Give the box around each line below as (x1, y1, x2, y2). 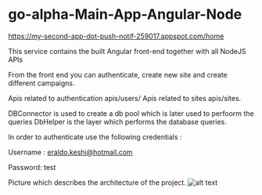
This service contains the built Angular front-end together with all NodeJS (8, 46, 246, 56)
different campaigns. (8, 78, 76, 88)
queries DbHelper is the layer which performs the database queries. (8, 117, 227, 126)
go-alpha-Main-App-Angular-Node (8, 5, 242, 23)
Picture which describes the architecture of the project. (8, 178, 186, 187)
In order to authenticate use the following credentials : (8, 132, 182, 142)
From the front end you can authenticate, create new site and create (8, 70, 228, 79)
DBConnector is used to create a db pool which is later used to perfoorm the (8, 108, 254, 118)
